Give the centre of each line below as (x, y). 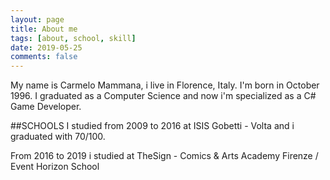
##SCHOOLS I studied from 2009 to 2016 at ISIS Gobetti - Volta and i (152, 126)
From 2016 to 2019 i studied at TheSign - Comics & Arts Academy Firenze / (164, 156)
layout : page (37, 19)
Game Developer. (46, 107)
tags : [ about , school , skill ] (73, 38)
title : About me (44, 29)
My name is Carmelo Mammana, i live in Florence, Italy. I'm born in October (165, 85)
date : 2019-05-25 (46, 47)
